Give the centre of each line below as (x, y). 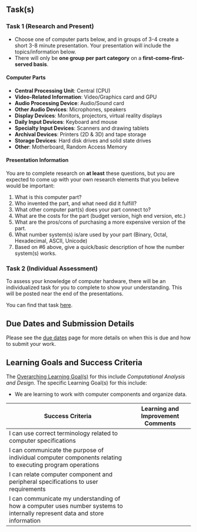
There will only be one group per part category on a (78, 58)
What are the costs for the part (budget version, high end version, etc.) (100, 216)
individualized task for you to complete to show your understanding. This (94, 288)
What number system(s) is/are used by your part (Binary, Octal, (91, 235)
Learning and (160, 409)
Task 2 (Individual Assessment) (52, 268)
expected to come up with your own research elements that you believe (93, 180)
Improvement (160, 416)
